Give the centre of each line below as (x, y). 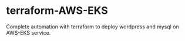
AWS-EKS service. (28, 32)
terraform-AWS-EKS (57, 11)
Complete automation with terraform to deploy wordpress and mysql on (92, 27)
